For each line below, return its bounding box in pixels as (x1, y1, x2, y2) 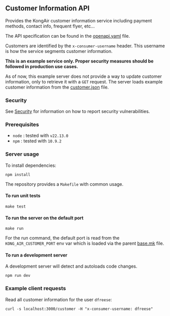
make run (5, 226, 24, 231)
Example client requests (5, 285, 66, 292)
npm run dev (5, 273, 30, 278)
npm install (5, 172, 30, 177)
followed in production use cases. (5, 63, 79, 69)
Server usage (5, 151, 40, 158)
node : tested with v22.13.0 (12, 132, 69, 139)
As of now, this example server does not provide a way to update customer (5, 73, 162, 79)
